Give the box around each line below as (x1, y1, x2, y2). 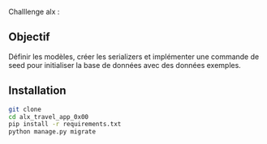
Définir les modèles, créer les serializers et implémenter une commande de (8, 52, 260, 61)
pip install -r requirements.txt (8, 121, 122, 129)
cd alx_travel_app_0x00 (8, 112, 89, 121)
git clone (8, 105, 42, 113)
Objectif (8, 30, 50, 44)
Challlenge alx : (8, 7, 60, 16)
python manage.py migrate (8, 128, 96, 136)
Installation (8, 84, 67, 98)
